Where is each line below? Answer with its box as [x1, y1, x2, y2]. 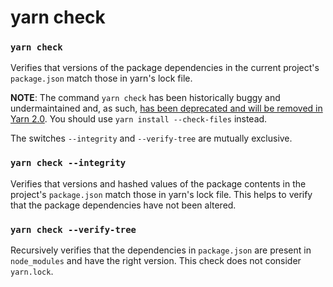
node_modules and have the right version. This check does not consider [10, 255, 302, 267]
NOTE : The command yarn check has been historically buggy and [10, 92, 281, 104]
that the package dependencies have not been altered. [10, 199, 237, 211]
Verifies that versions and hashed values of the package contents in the [10, 177, 307, 190]
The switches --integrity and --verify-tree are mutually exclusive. [10, 132, 293, 145]
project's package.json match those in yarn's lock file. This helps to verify [10, 188, 313, 200]
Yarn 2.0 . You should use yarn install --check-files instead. [10, 113, 268, 125]
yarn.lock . [10, 266, 54, 278]
